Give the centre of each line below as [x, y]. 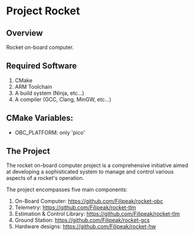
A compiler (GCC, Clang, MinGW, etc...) [63, 99]
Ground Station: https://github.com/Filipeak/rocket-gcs [82, 220]
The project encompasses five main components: [67, 190]
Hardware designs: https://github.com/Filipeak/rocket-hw [85, 226]
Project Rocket [43, 11]
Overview [25, 33]
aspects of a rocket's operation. [45, 178]
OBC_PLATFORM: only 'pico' [50, 132]
